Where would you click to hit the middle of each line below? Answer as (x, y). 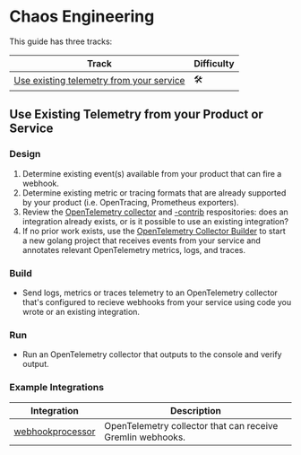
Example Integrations (57, 388)
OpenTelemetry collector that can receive (191, 425)
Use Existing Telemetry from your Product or (137, 114)
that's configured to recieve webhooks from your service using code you (157, 302)
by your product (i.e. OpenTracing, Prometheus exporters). (130, 202)
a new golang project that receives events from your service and (142, 241)
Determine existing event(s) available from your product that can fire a (152, 173)
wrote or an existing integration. (81, 311)
